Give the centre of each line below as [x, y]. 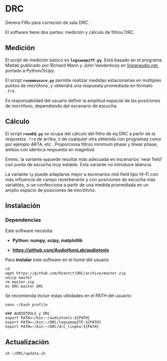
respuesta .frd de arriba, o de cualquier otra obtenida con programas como [83, 139]
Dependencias [23, 220]
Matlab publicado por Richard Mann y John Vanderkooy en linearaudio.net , [82, 65]
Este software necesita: [29, 231]
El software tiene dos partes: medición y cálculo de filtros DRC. [70, 32]
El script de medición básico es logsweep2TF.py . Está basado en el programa [83, 60]
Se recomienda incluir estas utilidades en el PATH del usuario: [69, 296]
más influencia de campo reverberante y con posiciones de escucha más [81, 179]
